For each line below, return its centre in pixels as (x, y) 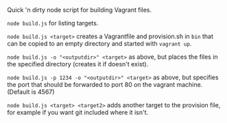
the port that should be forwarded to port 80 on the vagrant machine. (105, 84)
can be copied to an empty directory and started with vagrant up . (99, 43)
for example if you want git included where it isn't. (78, 112)
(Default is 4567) (31, 92)
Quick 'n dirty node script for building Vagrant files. (80, 10)
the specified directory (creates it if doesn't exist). (78, 64)
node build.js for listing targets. (53, 23)
